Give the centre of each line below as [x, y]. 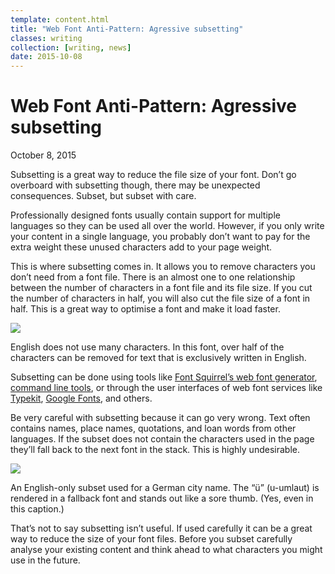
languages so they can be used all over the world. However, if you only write [167, 226]
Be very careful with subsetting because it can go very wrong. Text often [160, 418]
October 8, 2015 [43, 155]
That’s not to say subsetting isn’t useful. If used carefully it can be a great [161, 528]
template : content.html [60, 19]
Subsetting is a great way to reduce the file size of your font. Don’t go [153, 175]
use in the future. [45, 560]
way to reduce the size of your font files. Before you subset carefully [151, 539]
